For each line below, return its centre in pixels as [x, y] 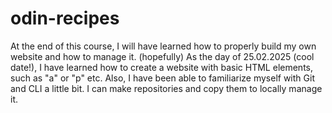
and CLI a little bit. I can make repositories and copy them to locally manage [166, 88]
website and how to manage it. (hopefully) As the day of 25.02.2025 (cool [162, 56]
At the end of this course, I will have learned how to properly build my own [163, 46]
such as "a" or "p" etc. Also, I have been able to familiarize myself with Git [162, 78]
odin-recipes [65, 18]
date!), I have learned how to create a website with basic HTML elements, [161, 67]
